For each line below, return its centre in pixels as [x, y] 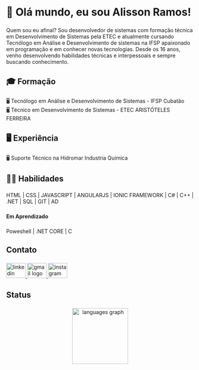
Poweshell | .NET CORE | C [39, 231]
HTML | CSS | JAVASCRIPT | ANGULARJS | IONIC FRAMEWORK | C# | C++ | [100, 195]
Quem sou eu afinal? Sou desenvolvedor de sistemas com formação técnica [99, 30]
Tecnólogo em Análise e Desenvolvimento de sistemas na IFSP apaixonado [98, 43]
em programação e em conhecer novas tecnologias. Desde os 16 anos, [93, 49]
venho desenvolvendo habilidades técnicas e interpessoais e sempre [91, 55]
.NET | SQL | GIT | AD [32, 201]
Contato [21, 250]
